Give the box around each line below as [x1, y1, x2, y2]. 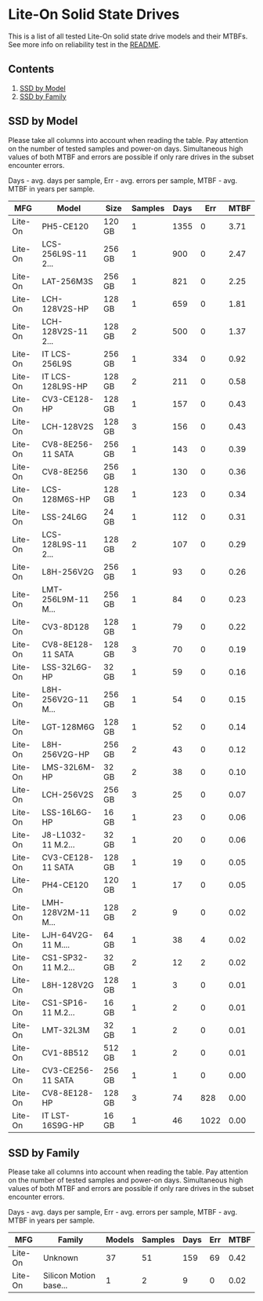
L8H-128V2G [41, 979, 95, 990]
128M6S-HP [41, 493, 91, 504]
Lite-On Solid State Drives [8, 5, 180, 24]
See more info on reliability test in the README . [8, 39, 161, 49]
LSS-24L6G [41, 511, 88, 522]
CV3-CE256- [41, 1065, 95, 1076]
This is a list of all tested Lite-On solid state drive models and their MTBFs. [8, 31, 248, 41]
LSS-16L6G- [41, 806, 92, 817]
